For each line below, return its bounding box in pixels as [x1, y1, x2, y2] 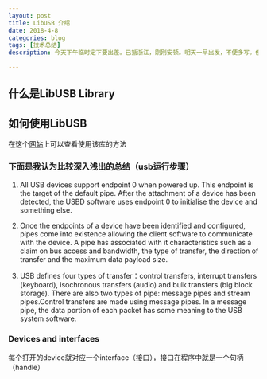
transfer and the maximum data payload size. [19, 254, 168, 264]
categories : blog [8, 33, 66, 42]
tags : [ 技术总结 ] [8, 41, 61, 49]
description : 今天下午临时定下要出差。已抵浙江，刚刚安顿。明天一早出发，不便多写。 [8, 49, 256, 57]
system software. [19, 314, 77, 323]
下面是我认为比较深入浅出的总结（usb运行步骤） [8, 161, 195, 172]
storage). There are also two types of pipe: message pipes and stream [19, 288, 250, 298]
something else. [19, 205, 73, 215]
